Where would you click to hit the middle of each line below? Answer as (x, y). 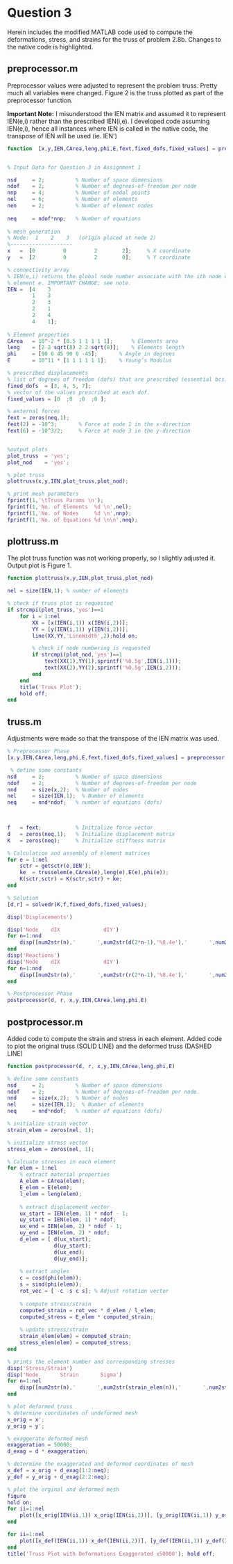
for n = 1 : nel (24, 1381)
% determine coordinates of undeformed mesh (72, 1413)
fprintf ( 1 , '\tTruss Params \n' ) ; (55, 501)
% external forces (34, 412)
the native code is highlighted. (50, 47)
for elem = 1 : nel (32, 1168)
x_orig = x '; (26, 1419)
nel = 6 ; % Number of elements (72, 200)
